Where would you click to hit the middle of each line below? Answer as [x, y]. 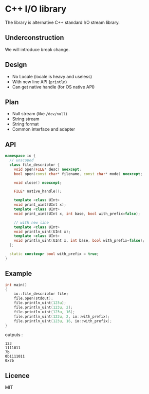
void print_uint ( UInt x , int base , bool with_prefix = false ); [77, 214]
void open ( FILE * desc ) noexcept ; [48, 169]
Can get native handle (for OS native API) [53, 87]
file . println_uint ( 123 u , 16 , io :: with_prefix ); [63, 321]
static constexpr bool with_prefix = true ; [54, 254]
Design [16, 65]
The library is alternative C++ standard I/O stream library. [63, 22]
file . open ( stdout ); [34, 298]
